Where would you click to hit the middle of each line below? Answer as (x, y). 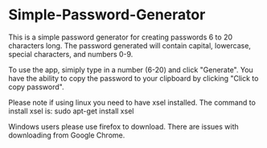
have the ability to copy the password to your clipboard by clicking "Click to (133, 78)
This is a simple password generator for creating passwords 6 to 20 (121, 37)
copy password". (36, 87)
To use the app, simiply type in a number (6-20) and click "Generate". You (131, 69)
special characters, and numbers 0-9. (71, 54)
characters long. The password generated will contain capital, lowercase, (130, 45)
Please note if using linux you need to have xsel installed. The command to (132, 102)
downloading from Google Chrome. (67, 135)
